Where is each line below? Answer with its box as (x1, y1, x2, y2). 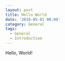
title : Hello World (5, 12, 47, 17)
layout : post (5, 7, 33, 13)
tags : (5, 26, 17, 32)
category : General (5, 21, 45, 27)
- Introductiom (10, 36, 42, 41)
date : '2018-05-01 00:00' (5, 17, 60, 22)
